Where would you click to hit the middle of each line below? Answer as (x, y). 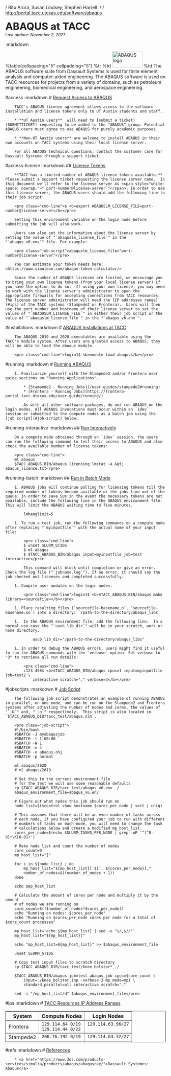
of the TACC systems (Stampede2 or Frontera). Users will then (91, 305)
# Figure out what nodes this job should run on (67, 802)
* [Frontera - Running (48, 392)
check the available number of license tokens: (57, 446)
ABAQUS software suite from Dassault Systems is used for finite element (81, 71)
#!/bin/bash (27, 730)
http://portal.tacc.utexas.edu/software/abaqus (54, 13)
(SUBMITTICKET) (21, 125)
